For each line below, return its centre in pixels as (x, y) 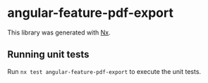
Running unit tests (48, 55)
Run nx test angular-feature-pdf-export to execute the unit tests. (104, 71)
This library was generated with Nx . (59, 32)
